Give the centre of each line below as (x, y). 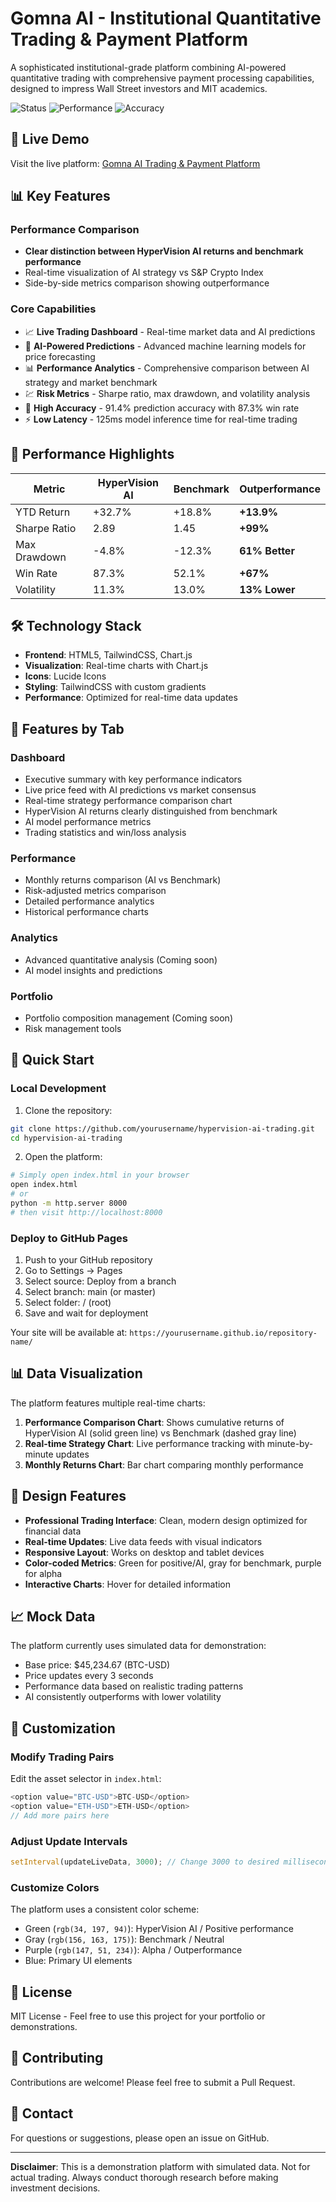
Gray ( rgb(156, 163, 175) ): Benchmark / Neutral (124, 1939)
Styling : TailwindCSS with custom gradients (115, 687)
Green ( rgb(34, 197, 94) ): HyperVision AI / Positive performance (159, 1929)
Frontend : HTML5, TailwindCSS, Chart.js (108, 655)
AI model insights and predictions (93, 970)
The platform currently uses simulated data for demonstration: (138, 1646)
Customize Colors (55, 1887)
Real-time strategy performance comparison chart (128, 801)
